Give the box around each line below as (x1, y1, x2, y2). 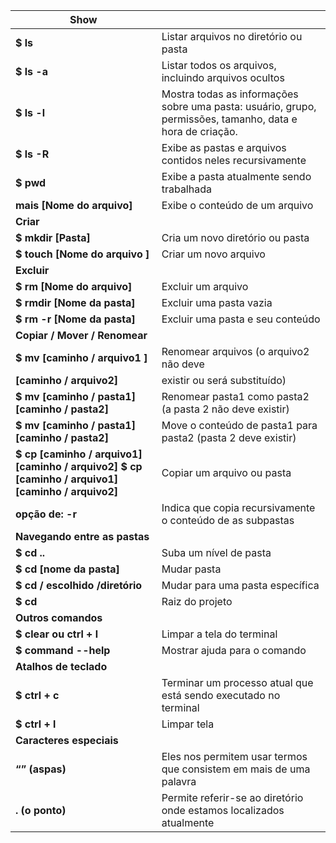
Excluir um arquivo (161, 280, 249, 293)
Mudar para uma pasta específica (161, 579, 320, 592)
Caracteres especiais (15, 734, 119, 747)
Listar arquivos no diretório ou (161, 30, 303, 43)
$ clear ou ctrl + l (15, 627, 99, 641)
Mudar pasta (161, 562, 222, 576)
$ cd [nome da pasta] (15, 562, 120, 576)
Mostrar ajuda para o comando (161, 644, 307, 657)
